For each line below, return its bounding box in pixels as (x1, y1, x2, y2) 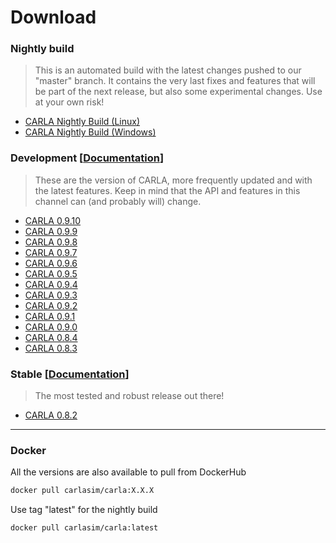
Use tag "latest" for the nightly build (10, 504, 158, 516)
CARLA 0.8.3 (24, 342, 78, 354)
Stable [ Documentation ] (10, 367, 130, 381)
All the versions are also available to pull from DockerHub (10, 466, 247, 478)
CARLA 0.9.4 (24, 278, 78, 290)
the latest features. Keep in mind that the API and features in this (34, 184, 301, 196)
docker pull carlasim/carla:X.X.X (10, 486, 155, 496)
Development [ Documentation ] (10, 151, 165, 165)
